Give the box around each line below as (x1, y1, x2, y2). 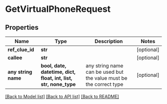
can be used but (85, 68, 124, 75)
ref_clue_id (7, 46, 34, 53)
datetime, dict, (40, 68, 76, 75)
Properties (5, 23, 39, 32)
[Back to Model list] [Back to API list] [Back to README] (5, 94, 119, 100)
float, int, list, (40, 75, 73, 81)
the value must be (85, 75, 128, 81)
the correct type (85, 81, 123, 88)
